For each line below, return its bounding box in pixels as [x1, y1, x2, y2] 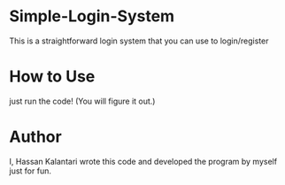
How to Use [9, 66, 96, 87]
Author [9, 127, 62, 147]
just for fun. [9, 166, 51, 176]
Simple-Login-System [9, 6, 175, 27]
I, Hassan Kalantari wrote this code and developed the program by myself [9, 156, 277, 166]
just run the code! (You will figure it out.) [9, 96, 156, 106]
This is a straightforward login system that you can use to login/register [9, 35, 269, 46]
